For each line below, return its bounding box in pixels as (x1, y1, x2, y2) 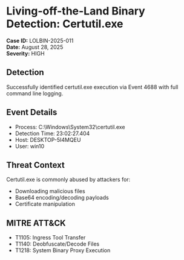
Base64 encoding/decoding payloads (15, 194, 109, 201)
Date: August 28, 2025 (6, 43, 64, 51)
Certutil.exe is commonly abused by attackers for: (6, 176, 131, 183)
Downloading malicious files (15, 188, 86, 195)
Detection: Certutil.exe (6, 17, 123, 31)
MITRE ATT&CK (6, 218, 66, 228)
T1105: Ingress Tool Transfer (15, 234, 86, 241)
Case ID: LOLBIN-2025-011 (6, 37, 74, 44)
